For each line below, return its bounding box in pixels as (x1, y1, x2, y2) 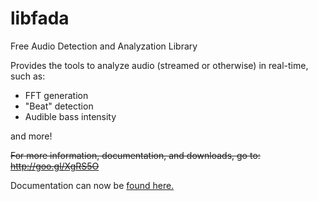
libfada (10, 7, 70, 30)
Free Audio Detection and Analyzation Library (10, 40, 198, 52)
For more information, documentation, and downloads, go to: (10, 149, 261, 161)
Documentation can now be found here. (10, 179, 175, 191)
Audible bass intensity (24, 110, 117, 122)
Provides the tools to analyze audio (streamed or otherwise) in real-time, (10, 59, 309, 71)
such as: (10, 70, 46, 82)
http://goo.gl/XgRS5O (10, 160, 100, 172)
